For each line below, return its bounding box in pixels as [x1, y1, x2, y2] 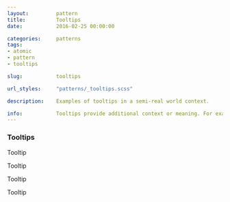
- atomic [7, 48, 32, 55]
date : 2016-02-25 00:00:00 [7, 23, 115, 29]
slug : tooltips [7, 73, 81, 79]
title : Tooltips [7, 16, 81, 23]
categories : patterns [7, 35, 81, 42]
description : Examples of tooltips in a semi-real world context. [7, 97, 210, 105]
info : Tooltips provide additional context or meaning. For [7, 110, 213, 117]
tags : [7, 42, 23, 49]
